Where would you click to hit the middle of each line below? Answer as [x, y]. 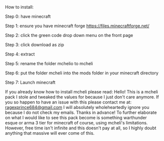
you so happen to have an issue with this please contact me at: [68, 102]
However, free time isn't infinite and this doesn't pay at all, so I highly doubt [81, 128]
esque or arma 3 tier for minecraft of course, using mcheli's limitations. [76, 123]
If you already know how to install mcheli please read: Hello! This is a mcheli [82, 92]
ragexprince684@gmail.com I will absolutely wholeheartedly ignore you [77, 107]
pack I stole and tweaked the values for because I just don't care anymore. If [82, 97]
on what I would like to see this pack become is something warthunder [76, 118]
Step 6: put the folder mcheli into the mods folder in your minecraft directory [82, 73]
